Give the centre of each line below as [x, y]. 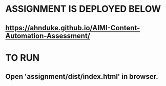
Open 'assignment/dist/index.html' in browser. [82, 77]
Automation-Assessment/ [48, 36]
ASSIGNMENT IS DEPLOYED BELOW [83, 9]
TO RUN [23, 58]
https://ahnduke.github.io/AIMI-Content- [73, 28]
